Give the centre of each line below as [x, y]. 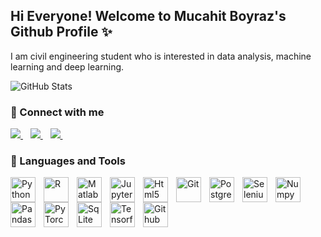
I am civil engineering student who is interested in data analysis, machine [161, 56]
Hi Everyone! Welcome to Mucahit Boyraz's [148, 16]
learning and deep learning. [67, 66]
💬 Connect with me [57, 112]
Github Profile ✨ [61, 32]
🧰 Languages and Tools [68, 161]
